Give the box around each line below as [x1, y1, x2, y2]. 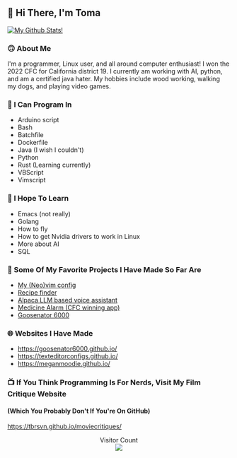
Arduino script [17, 116, 59, 124]
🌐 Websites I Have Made [7, 328, 93, 338]
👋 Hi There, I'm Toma [7, 7, 101, 19]
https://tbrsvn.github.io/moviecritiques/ [7, 422, 122, 431]
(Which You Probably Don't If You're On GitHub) [7, 406, 151, 415]
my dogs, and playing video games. [7, 82, 111, 90]
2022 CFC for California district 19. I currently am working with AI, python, [7, 67, 223, 76]
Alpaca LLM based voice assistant [17, 296, 118, 304]
